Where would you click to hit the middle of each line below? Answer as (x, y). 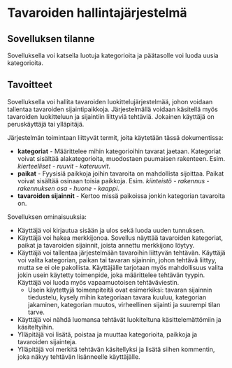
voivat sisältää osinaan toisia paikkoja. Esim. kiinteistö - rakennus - (113, 181)
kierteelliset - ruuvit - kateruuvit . (64, 166)
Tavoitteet (30, 85)
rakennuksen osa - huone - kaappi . (68, 188)
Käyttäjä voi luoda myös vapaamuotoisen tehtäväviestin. (98, 282)
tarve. (36, 312)
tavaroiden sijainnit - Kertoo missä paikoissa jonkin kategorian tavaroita (121, 196)
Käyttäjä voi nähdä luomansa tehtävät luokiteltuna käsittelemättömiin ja (119, 319)
